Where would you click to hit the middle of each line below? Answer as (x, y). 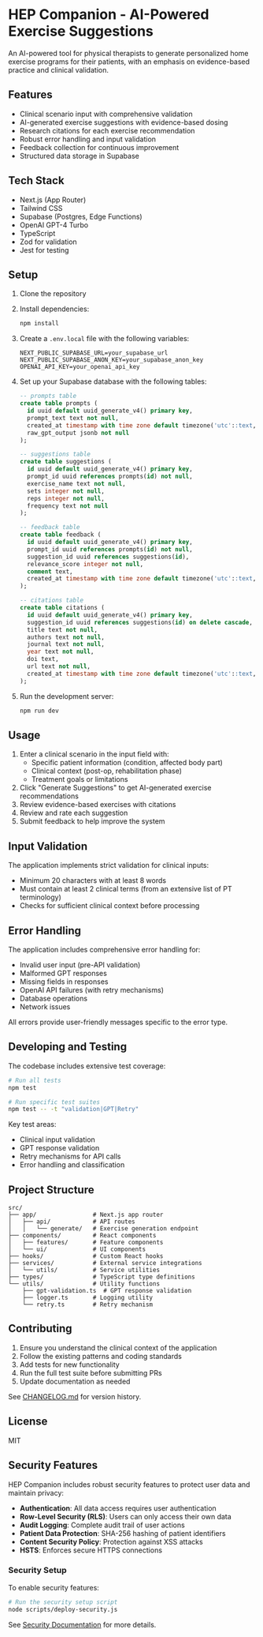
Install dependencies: (54, 309)
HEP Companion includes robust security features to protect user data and (129, 1484)
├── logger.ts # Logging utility (88, 1298)
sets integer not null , (66, 491)
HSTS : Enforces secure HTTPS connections (91, 1550)
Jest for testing (44, 250)
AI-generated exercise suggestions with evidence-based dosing (124, 122)
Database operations (54, 998)
